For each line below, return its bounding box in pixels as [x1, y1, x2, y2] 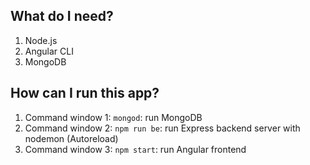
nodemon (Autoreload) [24, 132, 119, 144]
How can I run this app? [10, 85, 160, 102]
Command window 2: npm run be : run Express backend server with [24, 122, 301, 134]
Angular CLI [24, 45, 74, 57]
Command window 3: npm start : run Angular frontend [24, 143, 247, 155]
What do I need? [10, 8, 114, 25]
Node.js [24, 34, 58, 46]
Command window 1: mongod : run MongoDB [24, 111, 203, 123]
